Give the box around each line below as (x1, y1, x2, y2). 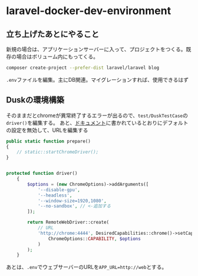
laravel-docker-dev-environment (6, 4, 171, 18)
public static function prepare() (6, 138, 91, 144)
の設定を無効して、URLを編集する (6, 127, 88, 134)
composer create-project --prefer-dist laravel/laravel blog (6, 65, 160, 71)
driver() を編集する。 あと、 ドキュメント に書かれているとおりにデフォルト (6, 119, 189, 126)
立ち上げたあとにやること (6, 29, 99, 39)
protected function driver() (6, 171, 78, 177)
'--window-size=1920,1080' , (37, 198, 107, 204)
